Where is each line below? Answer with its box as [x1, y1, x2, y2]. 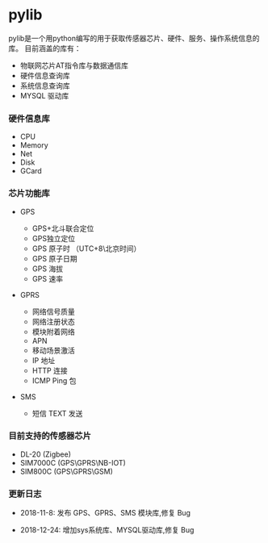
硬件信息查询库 [19, 70, 70, 80]
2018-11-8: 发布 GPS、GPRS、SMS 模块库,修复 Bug [19, 508, 191, 518]
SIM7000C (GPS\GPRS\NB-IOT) [19, 457, 127, 467]
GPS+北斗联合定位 [31, 223, 94, 233]
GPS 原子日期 [31, 253, 77, 263]
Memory [19, 140, 48, 150]
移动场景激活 [31, 345, 75, 355]
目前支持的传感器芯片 [8, 430, 91, 441]
